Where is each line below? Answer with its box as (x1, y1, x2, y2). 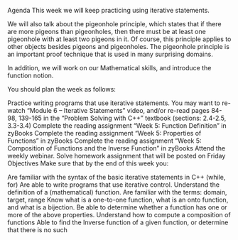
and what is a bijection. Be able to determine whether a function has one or (7, 203, 227, 212)
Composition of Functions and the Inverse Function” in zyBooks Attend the (7, 144, 226, 152)
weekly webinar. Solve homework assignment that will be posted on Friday (7, 152, 226, 160)
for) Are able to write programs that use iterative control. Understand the (7, 180, 220, 189)
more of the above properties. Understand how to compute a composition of (7, 211, 231, 219)
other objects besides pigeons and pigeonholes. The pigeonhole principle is (7, 43, 229, 50)
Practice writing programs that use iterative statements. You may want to (7, 99, 220, 107)
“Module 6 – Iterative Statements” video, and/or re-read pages (26, 107, 210, 114)
